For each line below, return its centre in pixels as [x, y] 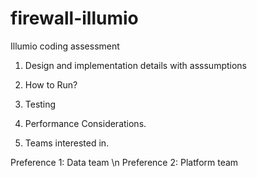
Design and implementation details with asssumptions [136, 65]
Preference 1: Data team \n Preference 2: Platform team [124, 162]
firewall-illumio [74, 18]
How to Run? [51, 84]
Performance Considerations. [85, 123]
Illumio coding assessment [65, 46]
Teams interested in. [67, 143]
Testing [40, 104]
